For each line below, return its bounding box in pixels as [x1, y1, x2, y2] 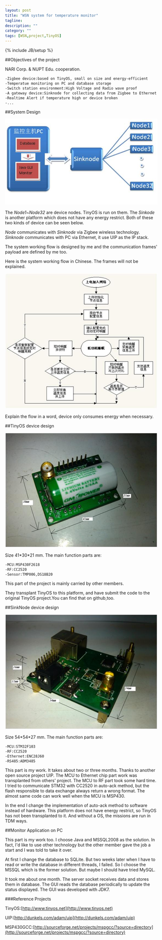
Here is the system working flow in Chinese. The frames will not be [5, 258, 139, 264]
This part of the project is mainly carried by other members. [5, 581, 124, 586]
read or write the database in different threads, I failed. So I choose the [5, 861, 146, 867]
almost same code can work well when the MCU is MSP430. [5, 793, 126, 799]
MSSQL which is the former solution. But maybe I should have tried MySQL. [5, 867, 156, 872]
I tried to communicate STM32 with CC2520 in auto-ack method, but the [5, 783, 149, 788]
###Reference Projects [5, 896, 51, 902]
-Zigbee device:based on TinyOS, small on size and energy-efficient [5, 76, 148, 81]
